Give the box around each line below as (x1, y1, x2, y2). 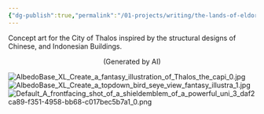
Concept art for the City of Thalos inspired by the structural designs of (8, 33, 236, 42)
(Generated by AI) (103, 57, 161, 66)
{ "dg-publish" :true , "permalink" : (8, 11, 118, 20)
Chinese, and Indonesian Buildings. (8, 41, 123, 51)
